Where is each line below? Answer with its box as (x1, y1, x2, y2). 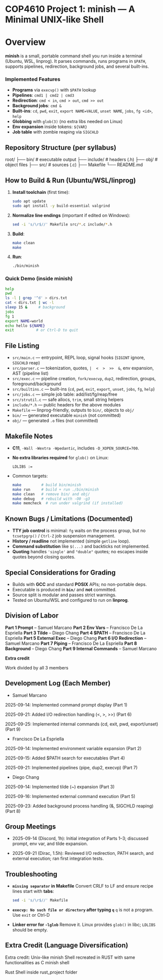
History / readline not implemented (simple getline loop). (12, 538, 130, 544)
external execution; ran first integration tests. (12, 855, 104, 861)
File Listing (5, 341, 40, 350)
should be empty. (12, 927, 48, 933)
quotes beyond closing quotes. (12, 554, 76, 560)
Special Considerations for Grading (5, 568, 116, 577)
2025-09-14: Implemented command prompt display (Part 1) (5, 702, 127, 708)
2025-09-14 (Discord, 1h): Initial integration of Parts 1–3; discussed (12, 836, 149, 842)
